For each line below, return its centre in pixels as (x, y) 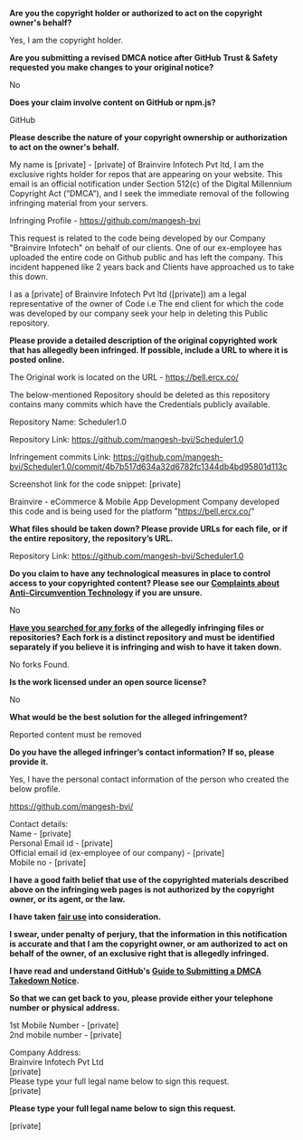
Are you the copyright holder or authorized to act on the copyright (136, 13)
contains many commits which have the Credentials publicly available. (140, 404)
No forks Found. (39, 665)
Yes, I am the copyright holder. (66, 40)
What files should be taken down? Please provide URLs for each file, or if (148, 529)
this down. (29, 276)
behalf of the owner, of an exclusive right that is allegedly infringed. (139, 953)
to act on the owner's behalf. (64, 147)
